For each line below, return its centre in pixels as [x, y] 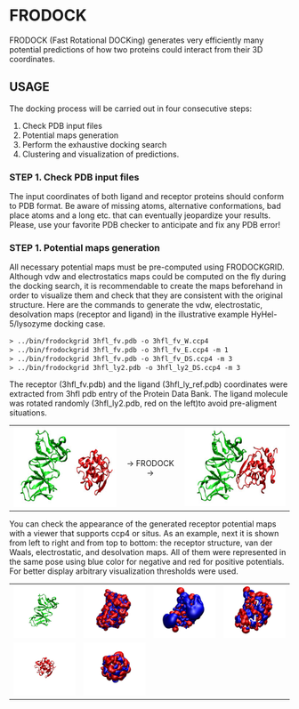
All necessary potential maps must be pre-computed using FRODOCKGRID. [147, 267]
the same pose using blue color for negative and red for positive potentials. [147, 561]
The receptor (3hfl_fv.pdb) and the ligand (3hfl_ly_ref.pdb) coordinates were [149, 384]
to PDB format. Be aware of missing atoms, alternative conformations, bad [145, 206]
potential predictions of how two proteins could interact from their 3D [136, 49]
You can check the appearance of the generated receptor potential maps [143, 524]
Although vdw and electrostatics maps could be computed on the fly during [148, 277]
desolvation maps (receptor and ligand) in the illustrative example [129, 314]
